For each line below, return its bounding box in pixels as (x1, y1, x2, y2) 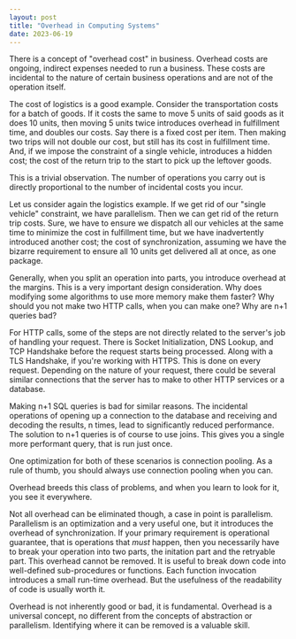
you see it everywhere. (9, 492, 93, 503)
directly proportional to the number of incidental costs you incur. (9, 182, 244, 193)
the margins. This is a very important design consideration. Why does (9, 282, 262, 293)
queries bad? (9, 311, 57, 321)
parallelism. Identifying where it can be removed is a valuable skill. (9, 620, 250, 631)
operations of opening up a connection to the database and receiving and (9, 411, 277, 421)
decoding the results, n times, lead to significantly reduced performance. (9, 420, 275, 430)
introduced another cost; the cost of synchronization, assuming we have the (9, 236, 287, 248)
